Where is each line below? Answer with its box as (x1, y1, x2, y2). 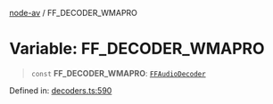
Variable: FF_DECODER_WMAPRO (9, 39, 265, 59)
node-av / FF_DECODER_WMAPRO (9, 8, 138, 18)
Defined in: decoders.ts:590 (9, 84, 112, 96)
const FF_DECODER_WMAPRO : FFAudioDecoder (30, 68, 207, 78)
